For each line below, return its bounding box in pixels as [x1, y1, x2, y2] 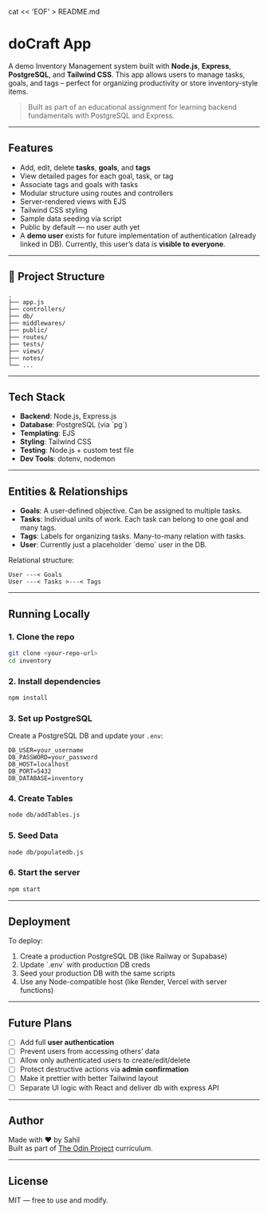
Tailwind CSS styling [19, 205, 88, 214]
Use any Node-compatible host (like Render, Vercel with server [19, 977, 227, 987]
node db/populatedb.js [8, 848, 84, 856]
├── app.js [8, 298, 45, 306]
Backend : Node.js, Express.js [19, 411, 117, 421]
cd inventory [8, 656, 52, 665]
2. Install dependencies [8, 675, 101, 687]
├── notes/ [8, 354, 45, 362]
